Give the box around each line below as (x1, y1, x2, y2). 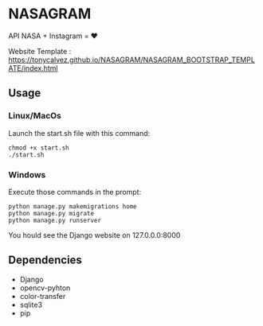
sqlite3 (19, 300, 42, 309)
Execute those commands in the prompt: (8, 187, 142, 196)
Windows (8, 169, 46, 180)
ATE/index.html (8, 63, 58, 72)
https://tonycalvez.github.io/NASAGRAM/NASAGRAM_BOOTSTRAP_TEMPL (8, 55, 255, 64)
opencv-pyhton (19, 283, 71, 293)
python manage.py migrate (8, 209, 94, 217)
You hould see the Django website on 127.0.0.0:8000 (8, 230, 181, 239)
